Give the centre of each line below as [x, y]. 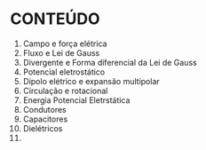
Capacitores [45, 119]
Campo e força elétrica [65, 43]
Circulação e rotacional [65, 91]
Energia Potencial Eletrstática [76, 100]
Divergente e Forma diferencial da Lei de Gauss [110, 62]
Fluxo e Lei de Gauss [61, 52]
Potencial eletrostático [64, 72]
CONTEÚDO [55, 19]
